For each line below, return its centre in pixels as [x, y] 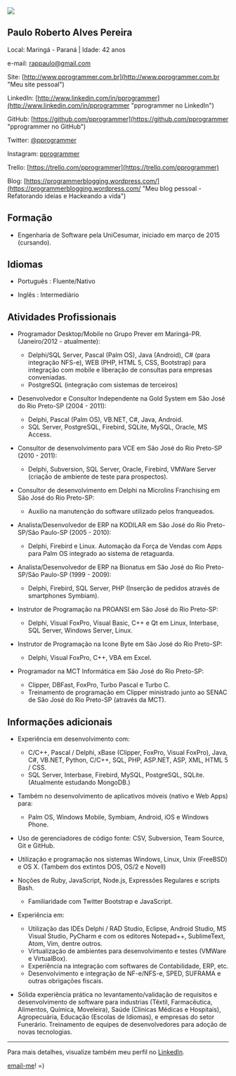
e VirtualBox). [48, 959]
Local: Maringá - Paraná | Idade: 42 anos [66, 49]
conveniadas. [47, 377]
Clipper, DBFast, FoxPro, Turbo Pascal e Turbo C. [99, 685]
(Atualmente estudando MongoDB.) [79, 782]
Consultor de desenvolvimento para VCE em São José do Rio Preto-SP [120, 448]
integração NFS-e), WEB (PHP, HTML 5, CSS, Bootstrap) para [117, 363]
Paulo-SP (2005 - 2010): [76, 533]
